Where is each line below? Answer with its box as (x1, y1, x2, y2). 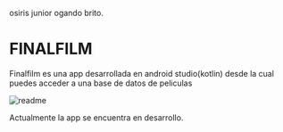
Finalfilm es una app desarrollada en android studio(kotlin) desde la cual (9, 68, 275, 78)
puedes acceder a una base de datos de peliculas (9, 78, 193, 88)
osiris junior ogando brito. (9, 8, 104, 18)
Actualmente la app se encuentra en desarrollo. (9, 111, 184, 123)
